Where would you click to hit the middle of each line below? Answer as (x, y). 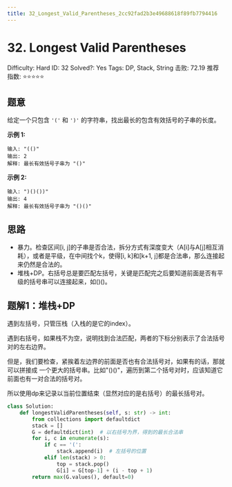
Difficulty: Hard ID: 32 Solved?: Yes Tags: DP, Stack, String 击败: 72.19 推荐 (113, 68)
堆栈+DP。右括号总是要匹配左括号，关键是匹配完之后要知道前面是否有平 (120, 273)
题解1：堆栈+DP (41, 305)
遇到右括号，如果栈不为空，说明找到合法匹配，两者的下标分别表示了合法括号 (116, 338)
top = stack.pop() (83, 464)
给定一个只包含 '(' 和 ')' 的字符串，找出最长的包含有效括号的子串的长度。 (114, 120)
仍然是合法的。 (45, 265)
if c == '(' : (62, 445)
